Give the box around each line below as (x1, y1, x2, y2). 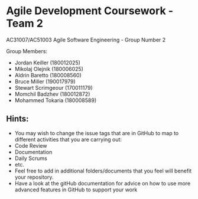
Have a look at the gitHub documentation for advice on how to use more (14, 180, 191, 187)
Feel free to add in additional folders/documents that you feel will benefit (14, 167, 192, 174)
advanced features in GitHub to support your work (14, 186, 138, 193)
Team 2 (6, 17, 43, 30)
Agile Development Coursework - (6, 4, 173, 18)
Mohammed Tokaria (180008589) (14, 96, 97, 104)
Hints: (6, 114, 29, 124)
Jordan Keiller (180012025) (14, 59, 81, 66)
